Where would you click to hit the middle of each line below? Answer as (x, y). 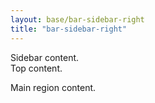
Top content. (36, 68)
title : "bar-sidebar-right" (69, 29)
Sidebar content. (45, 57)
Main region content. (53, 87)
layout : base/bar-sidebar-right (77, 19)
